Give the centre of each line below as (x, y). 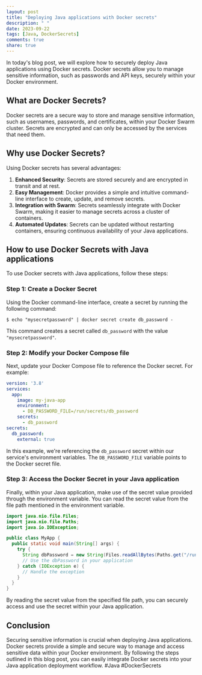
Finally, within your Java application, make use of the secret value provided (99, 492)
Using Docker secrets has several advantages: (64, 168)
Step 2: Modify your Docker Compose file (68, 353)
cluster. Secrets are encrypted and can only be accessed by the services (97, 128)
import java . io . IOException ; (43, 527)
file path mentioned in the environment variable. (66, 505)
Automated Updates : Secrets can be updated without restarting (94, 224)
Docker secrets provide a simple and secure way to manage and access (96, 646)
